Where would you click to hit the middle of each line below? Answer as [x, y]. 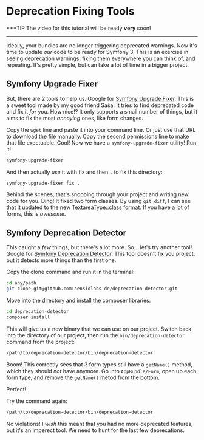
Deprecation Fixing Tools [70, 11]
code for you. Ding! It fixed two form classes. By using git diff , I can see [99, 201]
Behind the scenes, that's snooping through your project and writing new [98, 194]
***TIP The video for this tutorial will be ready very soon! [79, 28]
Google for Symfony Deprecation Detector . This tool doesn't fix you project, [101, 254]
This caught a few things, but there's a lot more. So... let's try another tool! [99, 247]
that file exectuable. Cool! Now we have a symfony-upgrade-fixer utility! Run [101, 143]
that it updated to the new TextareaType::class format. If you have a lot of [98, 207]
